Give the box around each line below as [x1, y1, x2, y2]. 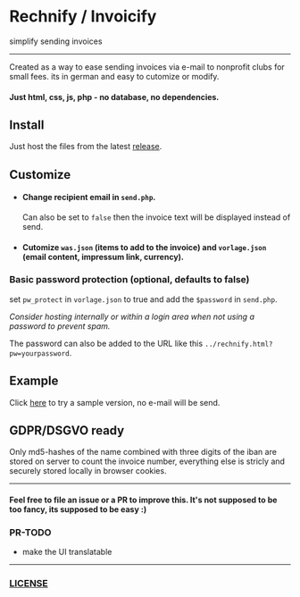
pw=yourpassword [9, 349, 70, 358]
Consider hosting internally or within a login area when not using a [9, 311, 254, 322]
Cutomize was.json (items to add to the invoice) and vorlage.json [21, 241, 267, 252]
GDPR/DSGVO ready [9, 423, 125, 439]
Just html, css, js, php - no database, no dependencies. [9, 91, 220, 102]
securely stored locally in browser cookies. [9, 466, 167, 476]
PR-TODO [9, 526, 52, 538]
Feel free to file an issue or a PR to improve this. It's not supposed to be [9, 494, 278, 506]
